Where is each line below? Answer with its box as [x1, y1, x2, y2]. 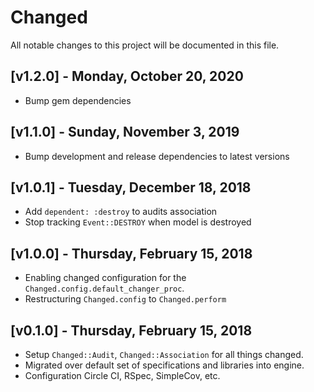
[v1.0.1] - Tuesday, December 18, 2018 [10, 179, 252, 196]
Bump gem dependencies [24, 94, 132, 106]
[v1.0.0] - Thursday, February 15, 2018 [10, 245, 253, 262]
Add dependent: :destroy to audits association [24, 206, 218, 218]
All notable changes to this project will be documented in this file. [10, 39, 280, 51]
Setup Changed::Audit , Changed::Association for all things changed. [24, 349, 304, 360]
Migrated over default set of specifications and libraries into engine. [24, 359, 305, 371]
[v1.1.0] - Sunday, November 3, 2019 [10, 124, 240, 141]
